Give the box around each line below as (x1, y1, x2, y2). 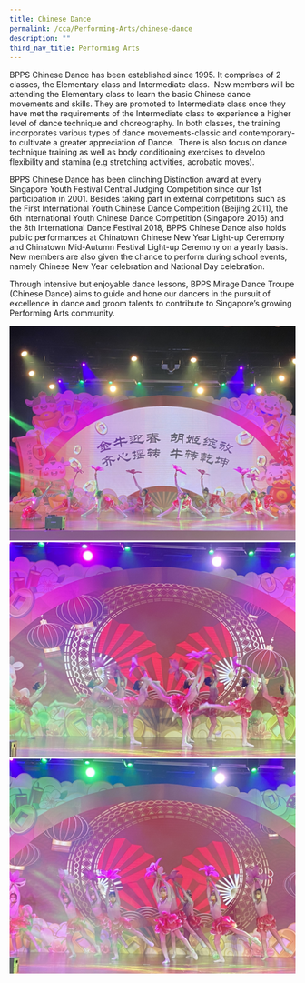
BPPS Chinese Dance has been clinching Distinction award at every (9, 174, 262, 186)
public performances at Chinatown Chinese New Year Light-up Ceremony (9, 232, 285, 243)
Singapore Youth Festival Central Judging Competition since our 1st (9, 184, 261, 195)
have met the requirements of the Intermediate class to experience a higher (9, 108, 292, 119)
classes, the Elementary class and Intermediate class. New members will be (9, 79, 295, 90)
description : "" (9, 34, 71, 43)
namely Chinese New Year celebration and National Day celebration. (9, 261, 265, 272)
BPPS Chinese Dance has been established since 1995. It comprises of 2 (9, 69, 281, 81)
